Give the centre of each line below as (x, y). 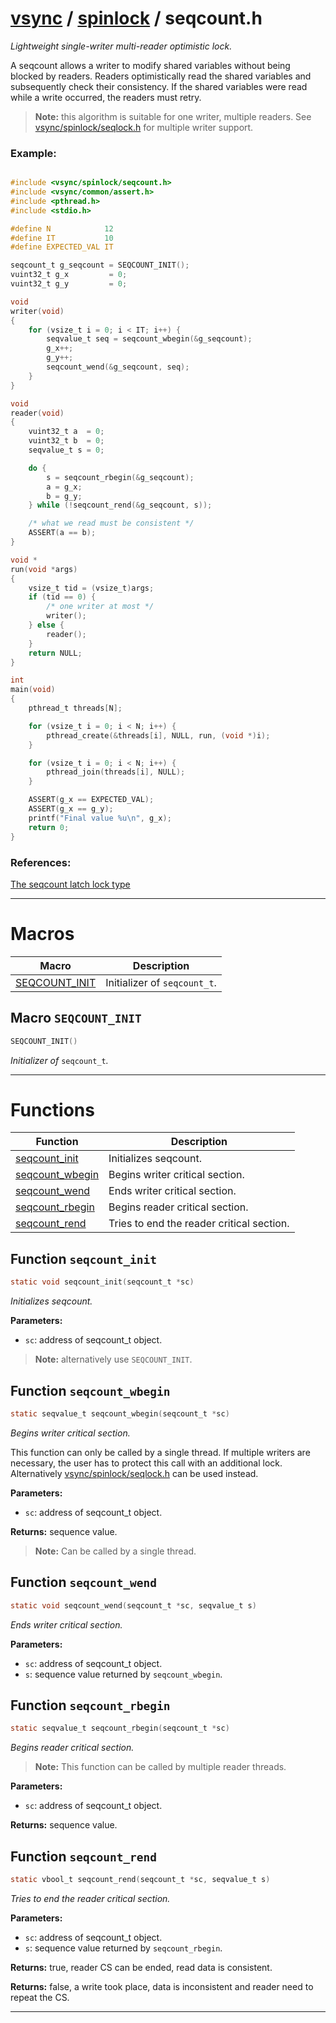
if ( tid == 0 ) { (62, 597)
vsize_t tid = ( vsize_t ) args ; (91, 588)
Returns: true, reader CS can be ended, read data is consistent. (141, 1967)
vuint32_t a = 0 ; (66, 432)
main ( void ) (33, 690)
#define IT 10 (62, 238)
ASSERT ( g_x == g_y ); (71, 809)
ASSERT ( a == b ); (62, 533)
